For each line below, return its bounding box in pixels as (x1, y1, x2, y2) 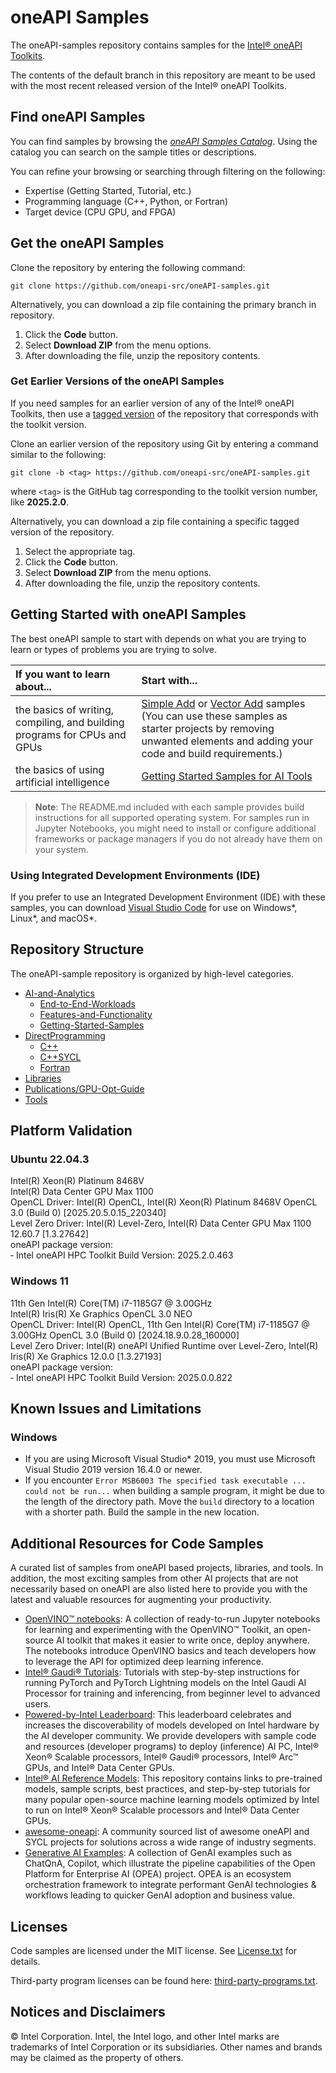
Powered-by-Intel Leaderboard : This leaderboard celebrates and (24, 1709, 292, 1721)
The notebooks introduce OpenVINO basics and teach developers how (24, 1645, 317, 1657)
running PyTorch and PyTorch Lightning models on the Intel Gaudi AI (24, 1677, 307, 1689)
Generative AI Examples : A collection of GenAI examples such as (24, 1847, 293, 1859)
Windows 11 (10, 1274, 69, 1288)
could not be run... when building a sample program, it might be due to (24, 1485, 325, 1497)
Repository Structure (10, 941, 145, 958)
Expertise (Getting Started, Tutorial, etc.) (24, 184, 192, 196)
